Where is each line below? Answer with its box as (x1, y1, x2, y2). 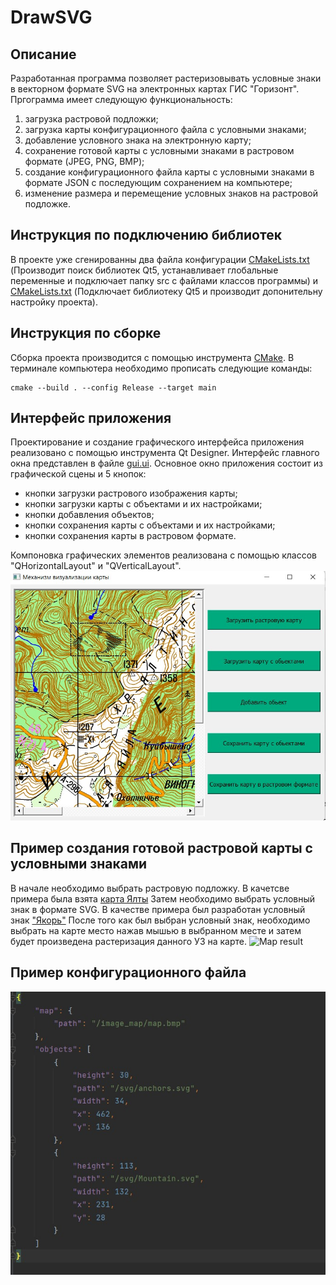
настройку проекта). (10, 296, 98, 308)
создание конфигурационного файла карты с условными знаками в (24, 166, 315, 178)
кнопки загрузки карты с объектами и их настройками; (24, 498, 263, 510)
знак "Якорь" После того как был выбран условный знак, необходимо (10, 914, 311, 926)
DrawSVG (10, 6, 93, 29)
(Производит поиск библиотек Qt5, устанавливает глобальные (10, 264, 279, 276)
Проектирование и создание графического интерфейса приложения (10, 436, 305, 448)
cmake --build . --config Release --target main (10, 382, 217, 393)
